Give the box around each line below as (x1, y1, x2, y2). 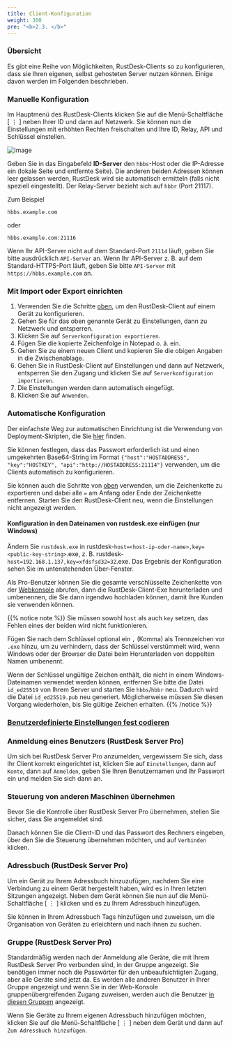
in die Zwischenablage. (17, 354, 84, 363)
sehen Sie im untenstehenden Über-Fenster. (7, 564, 134, 573)
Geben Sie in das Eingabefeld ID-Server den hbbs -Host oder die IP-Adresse (7, 159, 224, 167)
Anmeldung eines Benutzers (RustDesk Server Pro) (7, 736, 185, 746)
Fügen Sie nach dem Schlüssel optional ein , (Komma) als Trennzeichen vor (7, 634, 225, 643)
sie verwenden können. (7, 600, 75, 608)
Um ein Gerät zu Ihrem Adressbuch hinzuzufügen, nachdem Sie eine (7, 876, 204, 885)
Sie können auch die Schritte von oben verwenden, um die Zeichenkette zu (7, 481, 223, 489)
